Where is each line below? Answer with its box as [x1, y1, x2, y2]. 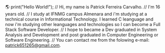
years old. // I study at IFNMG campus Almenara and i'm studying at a [5, 11, 147, 17]
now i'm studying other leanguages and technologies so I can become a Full [5, 22, 161, 27]
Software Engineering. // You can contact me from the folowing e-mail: [5, 37, 150, 43]
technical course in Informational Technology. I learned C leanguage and [5, 16, 154, 22]
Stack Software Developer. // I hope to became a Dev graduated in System [5, 26, 157, 32]
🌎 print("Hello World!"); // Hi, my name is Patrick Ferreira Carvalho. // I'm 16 [5, 4, 160, 10]
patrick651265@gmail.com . [5, 42, 61, 48]
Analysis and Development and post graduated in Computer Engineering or [5, 32, 159, 38]
